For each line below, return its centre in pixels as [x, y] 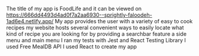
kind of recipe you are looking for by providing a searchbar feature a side [97, 34]
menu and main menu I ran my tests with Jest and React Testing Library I [96, 40]
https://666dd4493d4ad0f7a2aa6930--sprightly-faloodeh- [79, 15]
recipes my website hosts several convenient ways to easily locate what [95, 27]
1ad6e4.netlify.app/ [30, 21]
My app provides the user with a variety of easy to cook [124, 21]
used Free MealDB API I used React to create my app [72, 46]
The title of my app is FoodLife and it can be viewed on [74, 9]
